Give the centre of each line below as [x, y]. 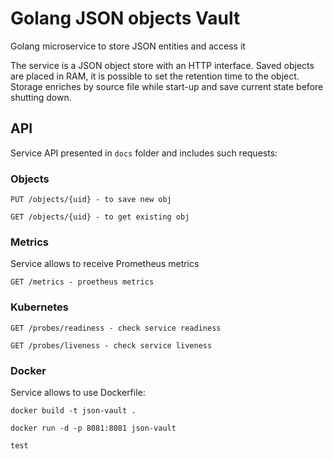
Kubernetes [39, 307]
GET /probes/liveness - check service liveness [111, 345]
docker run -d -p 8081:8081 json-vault [93, 428]
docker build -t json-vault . [73, 410]
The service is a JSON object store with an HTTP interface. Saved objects [162, 65]
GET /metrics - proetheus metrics [82, 282]
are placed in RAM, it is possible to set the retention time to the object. [155, 76]
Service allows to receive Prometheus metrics [105, 264]
